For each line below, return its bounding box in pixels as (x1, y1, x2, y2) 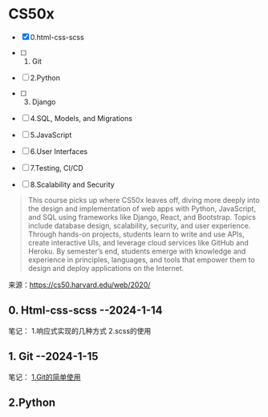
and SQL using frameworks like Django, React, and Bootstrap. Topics (27, 212, 257, 221)
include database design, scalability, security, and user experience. (27, 221, 251, 230)
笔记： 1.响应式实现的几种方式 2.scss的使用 (8, 326, 152, 335)
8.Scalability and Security (30, 180, 115, 189)
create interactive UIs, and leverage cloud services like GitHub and (27, 237, 249, 247)
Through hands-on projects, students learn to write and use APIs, (27, 229, 245, 239)
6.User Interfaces (30, 146, 88, 156)
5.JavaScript (30, 130, 72, 140)
